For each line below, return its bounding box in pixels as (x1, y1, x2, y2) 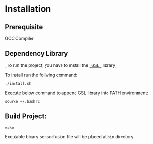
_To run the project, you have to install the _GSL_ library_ (5, 62, 117, 68)
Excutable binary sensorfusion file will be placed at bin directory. (5, 133, 135, 139)
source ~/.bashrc (5, 99, 40, 104)
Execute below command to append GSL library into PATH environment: (5, 90, 149, 96)
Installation (5, 3, 51, 15)
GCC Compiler (5, 35, 34, 41)
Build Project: (5, 112, 47, 121)
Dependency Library (5, 49, 68, 58)
